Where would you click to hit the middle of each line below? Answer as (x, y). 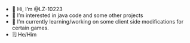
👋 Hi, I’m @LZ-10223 (37, 9)
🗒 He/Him (24, 34)
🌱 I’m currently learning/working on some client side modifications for (98, 21)
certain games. (30, 28)
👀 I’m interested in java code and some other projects (77, 15)
